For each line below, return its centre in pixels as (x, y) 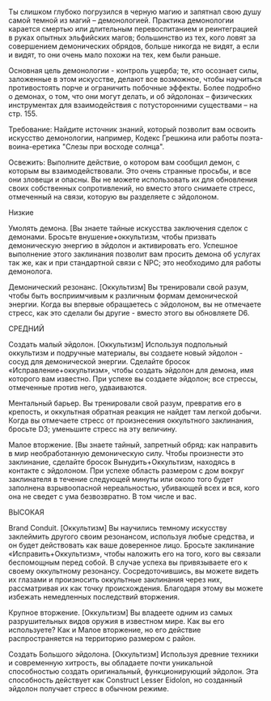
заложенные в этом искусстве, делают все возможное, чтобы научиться (135, 79)
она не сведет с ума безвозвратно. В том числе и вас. (102, 497)
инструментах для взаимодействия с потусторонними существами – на (133, 105)
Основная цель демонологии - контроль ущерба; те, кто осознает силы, (133, 71)
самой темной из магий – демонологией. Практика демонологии (121, 20)
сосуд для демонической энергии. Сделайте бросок (100, 361)
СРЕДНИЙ (26, 329)
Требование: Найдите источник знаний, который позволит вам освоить (132, 129)
